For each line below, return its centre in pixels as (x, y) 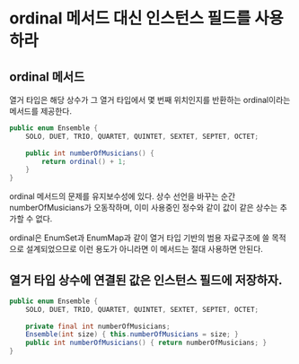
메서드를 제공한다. (41, 111)
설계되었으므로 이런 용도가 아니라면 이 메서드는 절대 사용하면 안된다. (144, 249)
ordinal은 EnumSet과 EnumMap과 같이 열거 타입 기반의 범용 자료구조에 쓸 (140, 238)
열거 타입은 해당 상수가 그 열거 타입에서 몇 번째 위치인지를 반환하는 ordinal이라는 (150, 100)
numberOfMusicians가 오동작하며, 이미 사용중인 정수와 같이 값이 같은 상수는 (144, 208)
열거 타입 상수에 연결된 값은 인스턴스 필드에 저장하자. (146, 280)
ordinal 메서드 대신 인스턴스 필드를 (130, 18)
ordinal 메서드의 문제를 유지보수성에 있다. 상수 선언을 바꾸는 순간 (123, 196)
